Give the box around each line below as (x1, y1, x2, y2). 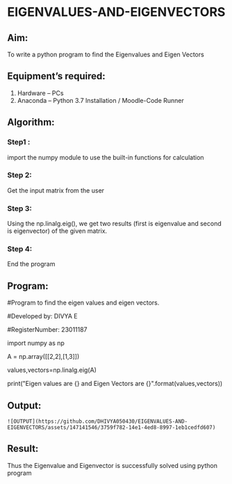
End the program (7, 260, 56, 268)
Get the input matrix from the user (7, 186, 105, 195)
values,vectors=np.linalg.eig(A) (7, 366, 97, 374)
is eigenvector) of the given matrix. (7, 227, 108, 235)
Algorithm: (7, 116, 55, 129)
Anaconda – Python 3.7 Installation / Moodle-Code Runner (17, 96, 184, 104)
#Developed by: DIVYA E (7, 312, 78, 321)
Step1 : (7, 137, 31, 147)
